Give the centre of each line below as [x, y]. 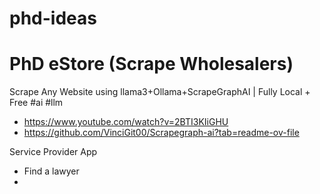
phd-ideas [53, 18]
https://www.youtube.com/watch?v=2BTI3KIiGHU [126, 122]
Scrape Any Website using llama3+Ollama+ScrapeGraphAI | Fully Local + [160, 92]
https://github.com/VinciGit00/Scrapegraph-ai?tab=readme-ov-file [161, 133]
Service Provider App [53, 152]
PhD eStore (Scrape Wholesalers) [151, 64]
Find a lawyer [51, 171]
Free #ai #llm [36, 103]
